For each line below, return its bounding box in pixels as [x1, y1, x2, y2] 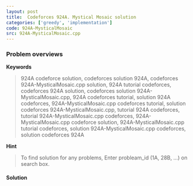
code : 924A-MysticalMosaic [6, 25, 73, 31]
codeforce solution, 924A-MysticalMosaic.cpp [70, 119, 185, 126]
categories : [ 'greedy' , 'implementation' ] [6, 19, 112, 25]
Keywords [6, 63, 32, 71]
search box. [20, 161, 50, 168]
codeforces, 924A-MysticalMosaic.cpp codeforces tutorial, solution [20, 100, 186, 107]
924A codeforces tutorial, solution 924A [72, 94, 171, 101]
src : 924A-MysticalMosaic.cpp [6, 31, 81, 37]
